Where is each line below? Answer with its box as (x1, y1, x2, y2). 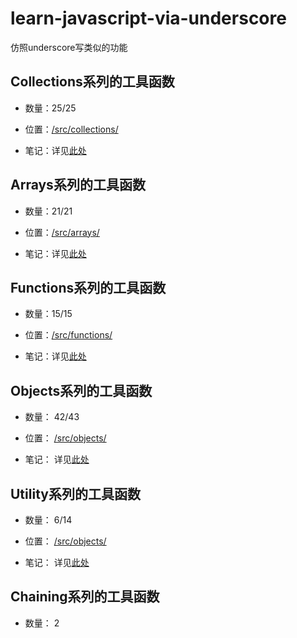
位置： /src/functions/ (24, 329, 113, 341)
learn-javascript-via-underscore (10, 7, 287, 30)
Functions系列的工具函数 (10, 279, 167, 296)
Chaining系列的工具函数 (10, 588, 160, 606)
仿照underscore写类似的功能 (10, 41, 128, 53)
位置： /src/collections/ (24, 123, 119, 135)
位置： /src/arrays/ (24, 226, 100, 238)
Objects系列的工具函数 (10, 382, 153, 399)
